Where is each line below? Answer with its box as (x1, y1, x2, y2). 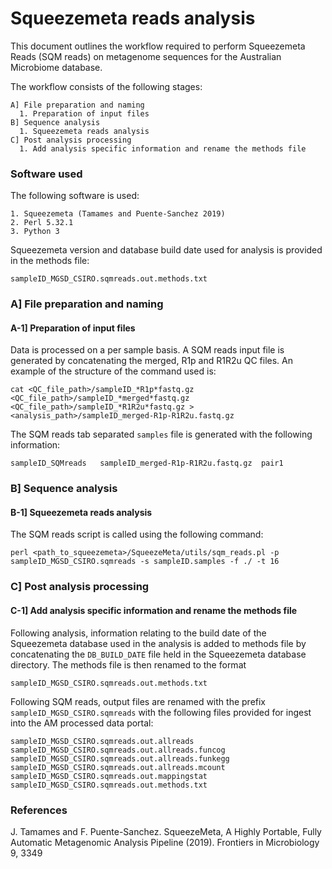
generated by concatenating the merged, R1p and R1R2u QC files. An (10, 355, 294, 367)
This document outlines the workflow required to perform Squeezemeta (10, 40, 306, 52)
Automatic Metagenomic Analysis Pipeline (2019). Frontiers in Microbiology (10, 836, 320, 848)
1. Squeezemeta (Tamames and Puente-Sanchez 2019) (10, 209, 226, 219)
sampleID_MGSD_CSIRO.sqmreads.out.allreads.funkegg (10, 753, 230, 764)
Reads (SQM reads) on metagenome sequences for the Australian (10, 50, 282, 62)
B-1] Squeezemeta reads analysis (10, 506, 153, 518)
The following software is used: (10, 190, 140, 202)
